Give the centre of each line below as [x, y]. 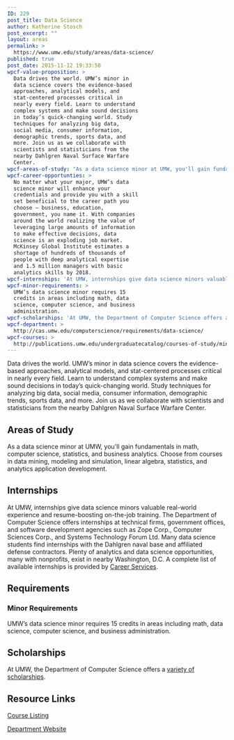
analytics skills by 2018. [53, 272]
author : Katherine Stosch [45, 26]
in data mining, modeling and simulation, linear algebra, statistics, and [107, 462]
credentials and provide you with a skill [76, 195]
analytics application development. [57, 469]
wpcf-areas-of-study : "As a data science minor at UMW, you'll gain [109, 169]
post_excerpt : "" [32, 33]
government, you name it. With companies [75, 214]
